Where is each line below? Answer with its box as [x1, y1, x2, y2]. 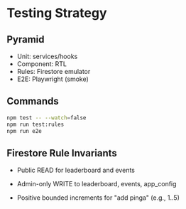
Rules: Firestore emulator [16, 68, 91, 75]
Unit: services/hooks [16, 52, 78, 60]
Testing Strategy [6, 5, 107, 21]
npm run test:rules [6, 121, 65, 128]
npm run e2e [6, 127, 42, 134]
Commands [6, 95, 60, 107]
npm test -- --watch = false [6, 114, 87, 122]
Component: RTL [16, 60, 67, 68]
